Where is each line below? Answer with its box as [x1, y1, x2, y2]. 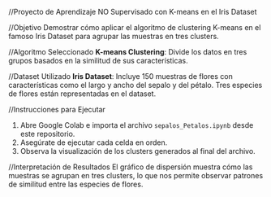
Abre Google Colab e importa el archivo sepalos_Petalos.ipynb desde [19, 120, 254, 129]
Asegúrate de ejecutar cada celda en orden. [19, 138, 168, 147]
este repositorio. [19, 129, 75, 138]
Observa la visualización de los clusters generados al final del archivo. [19, 147, 256, 155]
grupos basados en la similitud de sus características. [8, 56, 188, 65]
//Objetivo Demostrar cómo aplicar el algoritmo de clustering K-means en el [8, 23, 261, 32]
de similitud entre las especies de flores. [8, 179, 144, 189]
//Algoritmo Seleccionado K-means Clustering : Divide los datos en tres [8, 47, 247, 56]
